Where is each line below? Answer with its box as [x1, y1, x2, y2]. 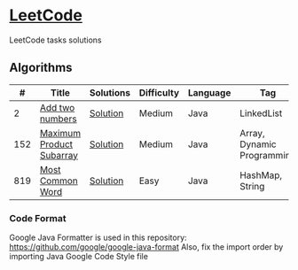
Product [39, 138, 74, 150]
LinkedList [239, 107, 283, 120]
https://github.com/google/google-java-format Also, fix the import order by [9, 242, 284, 252]
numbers [39, 112, 77, 125]
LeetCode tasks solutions [9, 35, 102, 45]
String [239, 180, 265, 192]
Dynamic [239, 138, 277, 150]
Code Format [9, 212, 67, 224]
